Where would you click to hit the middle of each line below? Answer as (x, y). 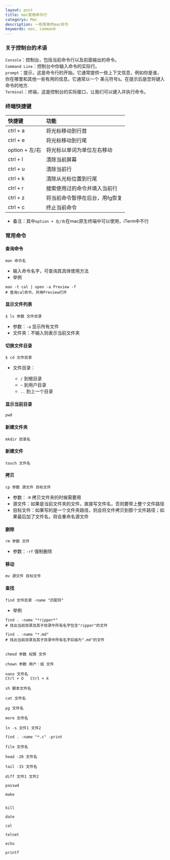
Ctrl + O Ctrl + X (27, 678)
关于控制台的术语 (26, 48)
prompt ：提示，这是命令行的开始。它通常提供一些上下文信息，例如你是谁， (83, 73)
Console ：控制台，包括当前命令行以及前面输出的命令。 (62, 60)
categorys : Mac (21, 19)
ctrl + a (16, 130)
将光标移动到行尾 (67, 140)
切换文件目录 (19, 345)
